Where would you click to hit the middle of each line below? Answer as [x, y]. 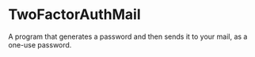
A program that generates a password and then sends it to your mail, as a [128, 36]
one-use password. [40, 44]
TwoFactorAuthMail [74, 15]
